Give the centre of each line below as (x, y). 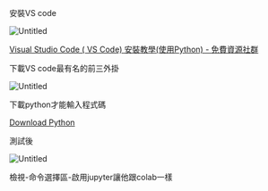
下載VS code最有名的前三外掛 (64, 68)
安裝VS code (33, 13)
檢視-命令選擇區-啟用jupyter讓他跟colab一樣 (91, 177)
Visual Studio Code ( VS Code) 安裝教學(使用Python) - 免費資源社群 (134, 49)
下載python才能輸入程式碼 (57, 104)
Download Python (42, 122)
